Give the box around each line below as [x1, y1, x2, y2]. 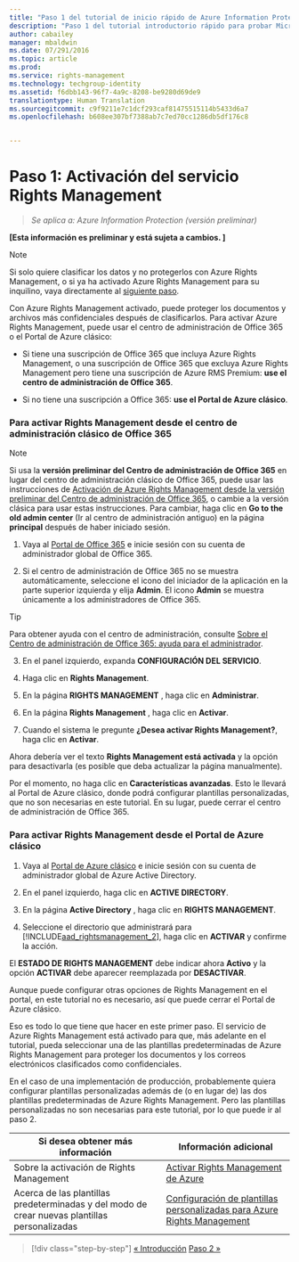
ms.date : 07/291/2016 [9, 46, 90, 55]
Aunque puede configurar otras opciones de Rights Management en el [9, 984, 268, 995]
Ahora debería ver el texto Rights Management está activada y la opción [9, 751, 279, 762]
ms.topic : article [9, 54, 77, 63]
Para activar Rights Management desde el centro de [9, 416, 238, 429]
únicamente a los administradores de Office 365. [21, 594, 202, 605]
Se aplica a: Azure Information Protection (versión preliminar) [30, 215, 258, 225]
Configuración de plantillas [166, 1192, 279, 1204]
